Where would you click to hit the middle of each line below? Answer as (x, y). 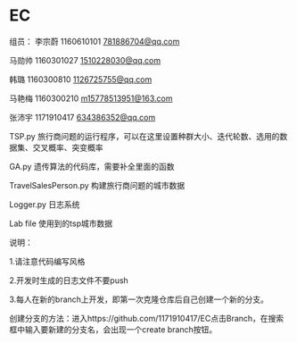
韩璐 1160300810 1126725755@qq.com (81, 79)
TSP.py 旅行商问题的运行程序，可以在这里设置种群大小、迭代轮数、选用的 (144, 136)
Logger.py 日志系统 (45, 204)
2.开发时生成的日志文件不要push (69, 280)
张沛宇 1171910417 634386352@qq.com (82, 117)
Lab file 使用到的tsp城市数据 (61, 223)
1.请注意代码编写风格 (47, 261)
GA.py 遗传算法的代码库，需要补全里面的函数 (92, 166)
